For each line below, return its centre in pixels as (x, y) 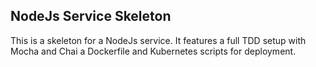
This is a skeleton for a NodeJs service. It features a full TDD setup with (158, 40)
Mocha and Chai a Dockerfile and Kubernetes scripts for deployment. (153, 51)
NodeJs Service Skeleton (91, 16)
